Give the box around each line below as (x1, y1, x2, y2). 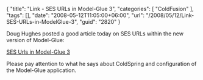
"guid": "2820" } (79, 18, 121, 25)
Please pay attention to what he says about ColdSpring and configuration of (6, 60, 197, 67)
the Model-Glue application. (6, 67, 77, 74)
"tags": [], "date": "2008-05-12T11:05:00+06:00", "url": (6, 12, 145, 19)
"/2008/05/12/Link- (146, 12, 194, 19)
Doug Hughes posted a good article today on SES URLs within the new (6, 30, 184, 37)
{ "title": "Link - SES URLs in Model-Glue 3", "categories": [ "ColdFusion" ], (6, 5, 194, 12)
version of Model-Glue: (6, 37, 65, 43)
